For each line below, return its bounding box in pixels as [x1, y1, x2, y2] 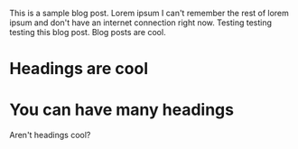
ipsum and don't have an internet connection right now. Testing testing [9, 17, 273, 28]
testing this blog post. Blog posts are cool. [9, 27, 166, 37]
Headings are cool [9, 59, 149, 79]
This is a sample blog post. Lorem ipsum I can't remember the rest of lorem [9, 8, 289, 18]
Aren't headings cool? [9, 130, 91, 141]
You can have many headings [9, 99, 235, 120]
